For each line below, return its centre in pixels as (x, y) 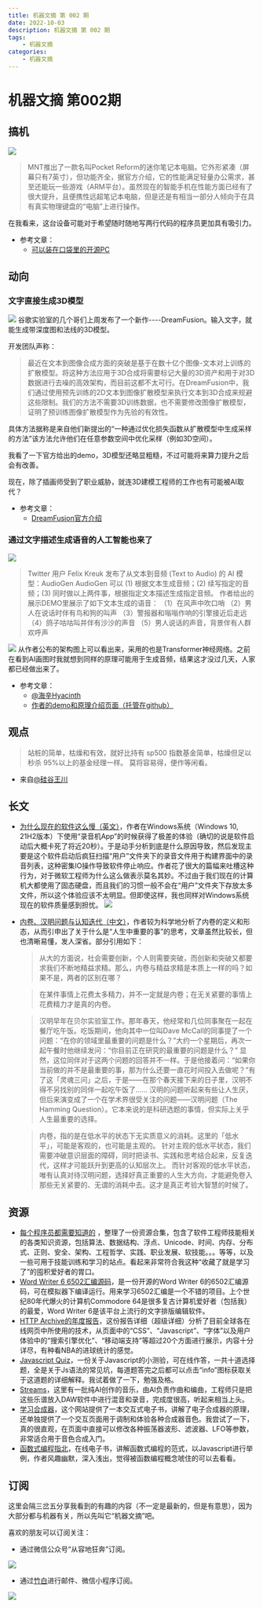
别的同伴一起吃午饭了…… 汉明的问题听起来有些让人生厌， (159, 1090)
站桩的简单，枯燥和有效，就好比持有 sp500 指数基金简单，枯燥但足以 (139, 753)
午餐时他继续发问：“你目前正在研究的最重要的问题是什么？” (142, 1050)
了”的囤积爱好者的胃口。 (59, 1272)
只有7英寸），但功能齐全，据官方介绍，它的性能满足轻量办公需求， (141, 177)
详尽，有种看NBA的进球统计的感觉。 (79, 1350)
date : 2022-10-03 (37, 23)
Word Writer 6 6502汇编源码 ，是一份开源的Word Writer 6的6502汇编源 (134, 1282)
